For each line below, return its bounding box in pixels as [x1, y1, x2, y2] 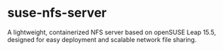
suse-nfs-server [7, 5, 107, 21]
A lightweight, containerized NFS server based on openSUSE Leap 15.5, [7, 28, 217, 36]
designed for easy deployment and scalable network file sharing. [7, 35, 197, 43]
